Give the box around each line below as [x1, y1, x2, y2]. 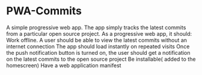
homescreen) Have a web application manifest [6, 61, 121, 69]
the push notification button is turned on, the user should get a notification [6, 49, 191, 56]
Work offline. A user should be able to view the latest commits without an [6, 36, 188, 43]
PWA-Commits [6, 4, 82, 18]
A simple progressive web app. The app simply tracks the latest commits [6, 24, 186, 31]
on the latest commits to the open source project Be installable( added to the [6, 55, 196, 62]
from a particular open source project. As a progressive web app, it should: [6, 30, 192, 37]
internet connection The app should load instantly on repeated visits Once [6, 43, 190, 50]
